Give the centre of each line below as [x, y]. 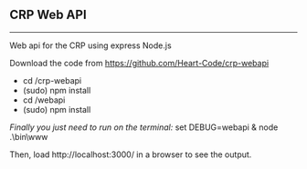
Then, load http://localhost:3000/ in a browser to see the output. [131, 154]
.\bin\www [29, 136]
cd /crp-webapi [52, 80]
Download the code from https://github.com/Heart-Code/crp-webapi [139, 63]
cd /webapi [44, 100]
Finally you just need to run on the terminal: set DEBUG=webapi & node [144, 127]
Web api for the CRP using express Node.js [90, 45]
